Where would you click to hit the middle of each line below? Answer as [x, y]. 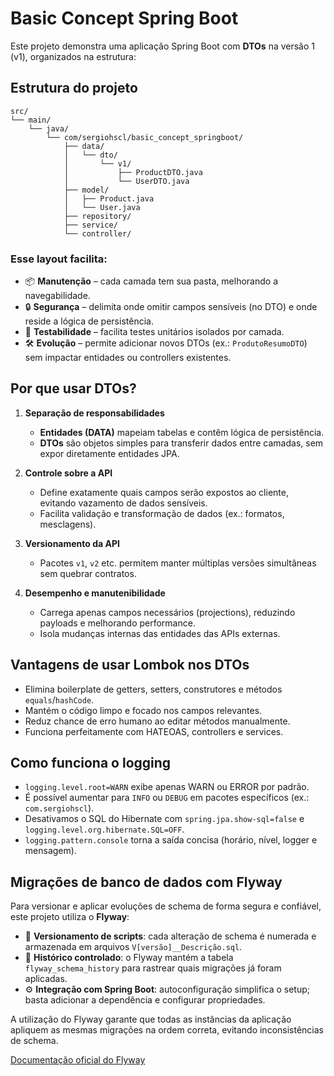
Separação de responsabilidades [94, 413]
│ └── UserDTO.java [126, 181]
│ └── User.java [102, 207]
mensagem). [50, 851]
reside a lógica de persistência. [89, 321]
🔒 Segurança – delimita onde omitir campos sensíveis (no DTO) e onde [171, 307]
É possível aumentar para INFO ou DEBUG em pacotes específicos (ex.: [167, 798]
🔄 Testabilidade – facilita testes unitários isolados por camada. [154, 332]
